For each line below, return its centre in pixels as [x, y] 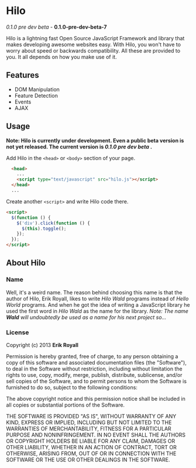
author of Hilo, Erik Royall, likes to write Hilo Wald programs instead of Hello [97, 299]
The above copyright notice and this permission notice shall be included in [96, 399]
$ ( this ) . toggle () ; [44, 228]
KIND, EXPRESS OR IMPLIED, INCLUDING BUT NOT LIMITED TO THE [89, 422]
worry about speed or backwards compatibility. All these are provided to [93, 50]
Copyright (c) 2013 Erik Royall [42, 345]
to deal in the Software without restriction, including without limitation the [94, 369]
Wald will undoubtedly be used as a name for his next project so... [86, 317]
